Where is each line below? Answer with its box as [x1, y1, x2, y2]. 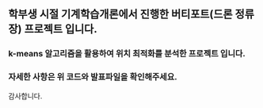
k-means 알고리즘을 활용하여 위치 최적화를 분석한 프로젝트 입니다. [8, 48, 246, 60]
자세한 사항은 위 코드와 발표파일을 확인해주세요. [8, 71, 177, 83]
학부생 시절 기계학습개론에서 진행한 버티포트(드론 [8, 7, 233, 21]
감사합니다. [8, 91, 43, 101]
